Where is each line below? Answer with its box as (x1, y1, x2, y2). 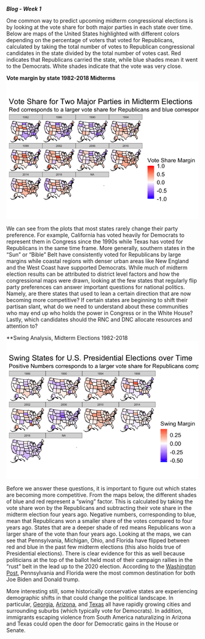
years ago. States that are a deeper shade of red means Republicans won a (6, 524, 196, 531)
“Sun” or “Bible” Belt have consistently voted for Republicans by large (6, 251, 181, 258)
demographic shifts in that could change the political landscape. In (6, 594, 174, 601)
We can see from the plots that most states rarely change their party (6, 225, 178, 232)
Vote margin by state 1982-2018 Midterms (6, 75, 116, 81)
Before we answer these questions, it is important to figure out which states (6, 485, 196, 492)
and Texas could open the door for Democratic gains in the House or (6, 620, 179, 627)
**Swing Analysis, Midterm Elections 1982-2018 (6, 334, 128, 341)
